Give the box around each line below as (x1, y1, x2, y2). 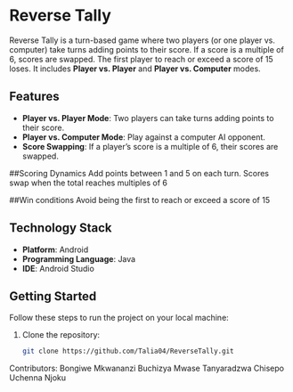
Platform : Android (21, 244, 89, 255)
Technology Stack (9, 220, 112, 236)
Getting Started (9, 289, 97, 304)
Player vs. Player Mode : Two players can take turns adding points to (21, 112, 274, 123)
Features (9, 89, 60, 104)
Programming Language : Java (21, 253, 136, 264)
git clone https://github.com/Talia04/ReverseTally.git (21, 347, 234, 356)
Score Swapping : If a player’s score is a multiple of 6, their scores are (21, 141, 279, 151)
